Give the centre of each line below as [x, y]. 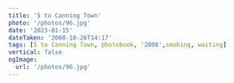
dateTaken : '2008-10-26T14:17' [60, 38]
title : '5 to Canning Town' [55, 15]
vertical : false [35, 52]
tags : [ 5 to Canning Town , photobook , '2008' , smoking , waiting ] [117, 45]
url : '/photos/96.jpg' [53, 67]
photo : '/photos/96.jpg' [50, 23]
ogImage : [23, 60]
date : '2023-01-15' [41, 30]
